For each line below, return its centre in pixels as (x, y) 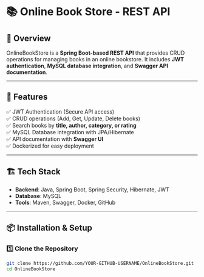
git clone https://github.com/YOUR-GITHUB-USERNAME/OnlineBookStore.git (100, 264)
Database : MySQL (38, 196)
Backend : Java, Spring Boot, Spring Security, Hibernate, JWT (92, 190)
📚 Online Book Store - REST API (88, 12)
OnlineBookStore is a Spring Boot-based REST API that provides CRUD (96, 53)
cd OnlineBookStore (31, 269)
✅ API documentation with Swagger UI (55, 139)
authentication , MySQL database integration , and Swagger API (87, 66)
